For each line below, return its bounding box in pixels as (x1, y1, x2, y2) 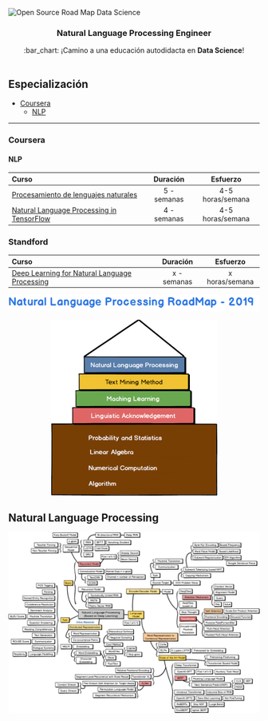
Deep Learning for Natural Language (11, 268, 132, 277)
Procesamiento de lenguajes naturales (11, 190, 138, 200)
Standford (8, 236, 49, 247)
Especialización (8, 77, 89, 91)
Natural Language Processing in (11, 205, 117, 215)
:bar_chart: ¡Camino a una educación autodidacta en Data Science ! (23, 46, 245, 55)
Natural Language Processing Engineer (57, 27, 211, 38)
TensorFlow (11, 214, 50, 224)
